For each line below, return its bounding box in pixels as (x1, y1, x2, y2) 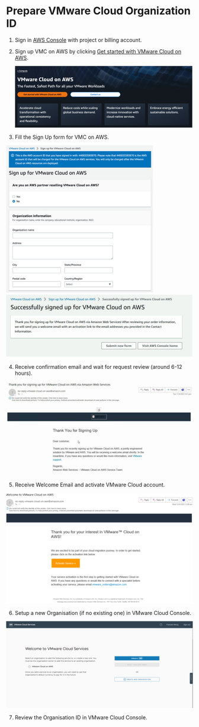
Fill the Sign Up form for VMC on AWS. (14, 133, 110, 141)
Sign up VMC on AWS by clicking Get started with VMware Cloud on (14, 47, 182, 55)
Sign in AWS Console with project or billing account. (14, 36, 142, 43)
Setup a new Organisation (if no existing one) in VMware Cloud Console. (14, 609, 191, 616)
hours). (14, 369, 33, 377)
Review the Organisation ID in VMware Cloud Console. (14, 714, 147, 721)
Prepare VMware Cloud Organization (6, 4, 191, 18)
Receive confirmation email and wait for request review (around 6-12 (14, 363, 182, 370)
